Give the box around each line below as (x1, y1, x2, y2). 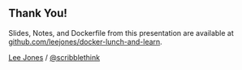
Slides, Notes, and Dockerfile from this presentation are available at (8, 28, 234, 37)
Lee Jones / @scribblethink (8, 52, 100, 62)
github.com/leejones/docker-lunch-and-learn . (8, 37, 162, 46)
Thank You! (8, 7, 67, 20)
